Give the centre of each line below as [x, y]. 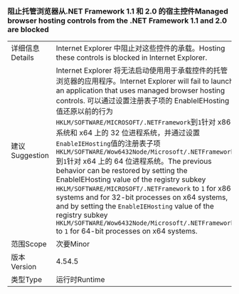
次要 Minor [73, 244]
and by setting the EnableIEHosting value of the [135, 206]
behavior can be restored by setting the [122, 171]
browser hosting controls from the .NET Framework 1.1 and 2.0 [117, 21]
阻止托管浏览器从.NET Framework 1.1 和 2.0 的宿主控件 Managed [118, 11]
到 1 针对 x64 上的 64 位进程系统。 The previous [134, 162]
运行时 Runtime [80, 280]
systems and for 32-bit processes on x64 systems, [142, 197]
